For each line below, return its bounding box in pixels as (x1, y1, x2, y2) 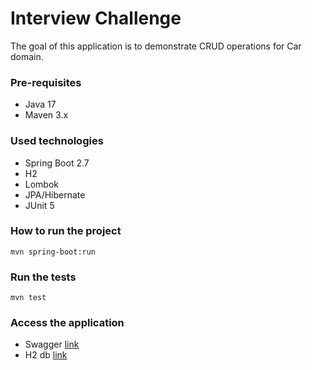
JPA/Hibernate (24, 188, 86, 201)
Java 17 (24, 98, 57, 111)
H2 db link (24, 349, 68, 361)
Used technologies (10, 134, 104, 148)
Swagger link (24, 338, 80, 351)
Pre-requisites (10, 75, 82, 89)
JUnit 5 (24, 199, 55, 211)
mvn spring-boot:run (10, 247, 97, 257)
